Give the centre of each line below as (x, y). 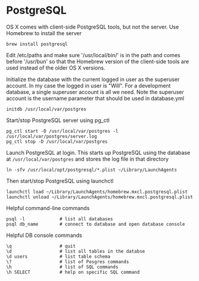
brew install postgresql (37, 44)
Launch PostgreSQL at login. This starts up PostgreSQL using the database (98, 152)
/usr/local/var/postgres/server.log (52, 136)
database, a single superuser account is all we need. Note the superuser (95, 92)
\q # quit (41, 246)
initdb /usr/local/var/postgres (46, 109)
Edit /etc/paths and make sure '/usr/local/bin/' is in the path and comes (93, 55)
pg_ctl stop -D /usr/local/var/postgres (57, 141)
